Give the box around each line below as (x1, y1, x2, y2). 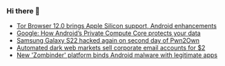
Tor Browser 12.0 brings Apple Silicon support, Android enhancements (16, 22, 217, 30)
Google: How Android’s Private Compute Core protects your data (16, 29, 201, 37)
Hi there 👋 (6, 6, 41, 16)
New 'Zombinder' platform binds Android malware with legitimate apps (16, 51, 218, 59)
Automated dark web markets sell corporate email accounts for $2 (16, 44, 206, 52)
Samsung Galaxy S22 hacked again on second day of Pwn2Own (16, 36, 199, 45)
